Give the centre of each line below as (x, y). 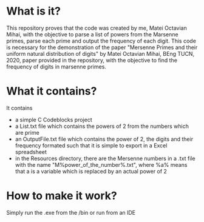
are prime (27, 132)
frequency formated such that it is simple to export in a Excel (91, 145)
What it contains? (52, 91)
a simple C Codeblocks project (53, 119)
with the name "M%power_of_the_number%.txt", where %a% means (101, 164)
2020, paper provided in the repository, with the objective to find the (92, 60)
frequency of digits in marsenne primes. (56, 66)
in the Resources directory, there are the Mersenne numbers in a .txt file (105, 158)
